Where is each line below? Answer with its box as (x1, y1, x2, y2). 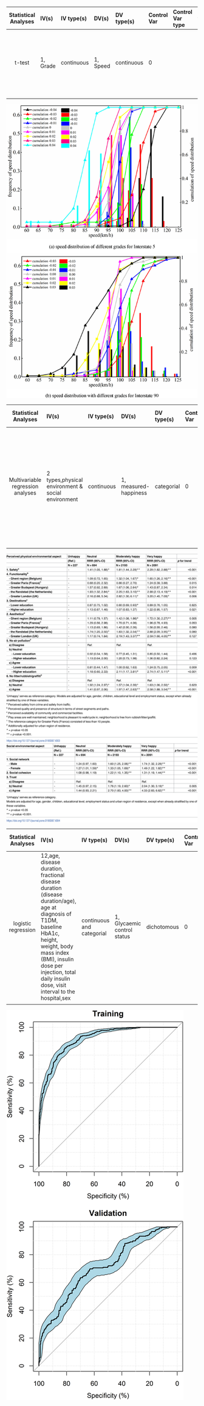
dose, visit (40, 981, 67, 989)
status (114, 933, 131, 940)
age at (40, 903, 56, 911)
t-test (15, 59, 30, 66)
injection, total (40, 968, 76, 975)
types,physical (46, 476, 83, 484)
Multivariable (8, 476, 41, 484)
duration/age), (40, 897, 77, 905)
